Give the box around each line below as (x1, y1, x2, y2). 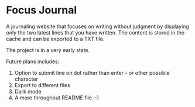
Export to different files (14, 81, 70, 88)
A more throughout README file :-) (14, 94, 100, 101)
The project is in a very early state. (6, 46, 90, 53)
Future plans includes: (6, 58, 60, 65)
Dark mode (14, 88, 42, 95)
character (14, 75, 38, 82)
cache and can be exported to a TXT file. (6, 35, 105, 42)
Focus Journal (6, 4, 77, 17)
